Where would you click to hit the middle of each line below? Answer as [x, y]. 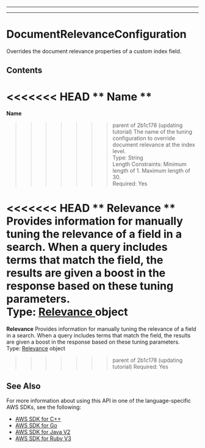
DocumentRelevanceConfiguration [97, 34]
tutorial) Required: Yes [141, 367]
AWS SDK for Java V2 [43, 432]
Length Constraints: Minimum [150, 164]
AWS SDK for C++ [38, 419]
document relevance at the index [154, 145]
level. [119, 151]
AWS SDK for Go [36, 425]
